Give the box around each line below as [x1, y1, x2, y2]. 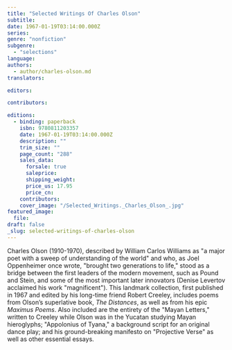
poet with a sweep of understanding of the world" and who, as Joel [7, 254, 199, 262]
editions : [7, 112, 36, 119]
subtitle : [7, 17, 36, 24]
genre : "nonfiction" [7, 36, 67, 43]
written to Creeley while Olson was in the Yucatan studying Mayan [7, 313, 197, 321]
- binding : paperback [13, 118, 76, 125]
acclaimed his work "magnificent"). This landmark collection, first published [7, 283, 224, 291]
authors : [7, 62, 33, 68]
